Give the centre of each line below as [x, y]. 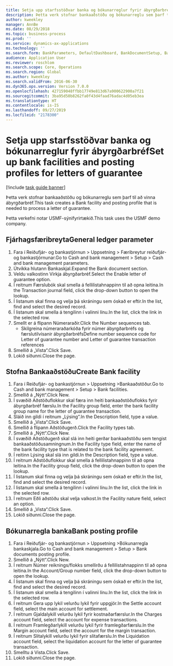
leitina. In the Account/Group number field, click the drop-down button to [90, 571]
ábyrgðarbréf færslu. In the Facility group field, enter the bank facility [86, 406]
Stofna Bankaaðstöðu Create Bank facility [73, 372]
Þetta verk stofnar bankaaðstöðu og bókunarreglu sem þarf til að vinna [81, 197]
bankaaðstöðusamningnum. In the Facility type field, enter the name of [87, 444]
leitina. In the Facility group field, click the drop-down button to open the [89, 466]
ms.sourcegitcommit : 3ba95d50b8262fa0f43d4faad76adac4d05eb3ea [75, 96]
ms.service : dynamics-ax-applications [47, 44]
